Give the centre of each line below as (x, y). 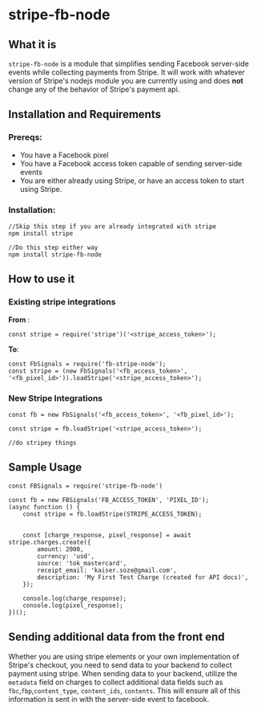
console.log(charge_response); (75, 598)
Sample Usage (45, 467)
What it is (32, 45)
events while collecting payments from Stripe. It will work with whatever (127, 72)
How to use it (42, 279)
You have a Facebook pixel (64, 155)
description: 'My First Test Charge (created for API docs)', (143, 577)
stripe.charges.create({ (50, 542)
